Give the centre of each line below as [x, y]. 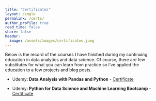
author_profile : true [27, 23]
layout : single [20, 14]
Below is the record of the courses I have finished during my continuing [76, 54]
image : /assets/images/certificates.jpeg [52, 41]
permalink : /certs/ [25, 18]
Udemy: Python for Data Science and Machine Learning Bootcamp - [81, 88]
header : [13, 37]
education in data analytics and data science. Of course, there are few [75, 59]
